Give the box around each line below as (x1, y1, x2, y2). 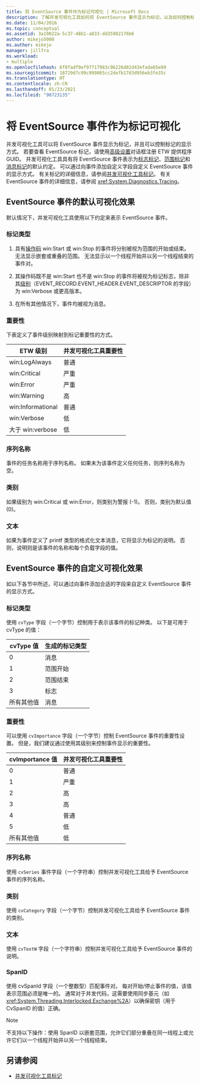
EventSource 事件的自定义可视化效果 (6, 563, 143, 574)
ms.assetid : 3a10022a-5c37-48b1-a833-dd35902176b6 (6, 31, 135, 37)
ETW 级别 (20, 347, 48, 355)
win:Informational (9, 403, 58, 411)
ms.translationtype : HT (6, 75, 65, 81)
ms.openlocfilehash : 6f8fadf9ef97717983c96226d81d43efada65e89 (6, 64, 167, 70)
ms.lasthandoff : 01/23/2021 (6, 87, 76, 93)
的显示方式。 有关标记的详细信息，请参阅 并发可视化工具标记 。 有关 (6, 170, 171, 177)
